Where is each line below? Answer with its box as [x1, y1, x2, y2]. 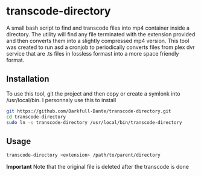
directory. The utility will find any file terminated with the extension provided [6, 30, 196, 37]
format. [6, 56, 25, 64]
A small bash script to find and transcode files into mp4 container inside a [6, 24, 190, 31]
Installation [6, 74, 49, 84]
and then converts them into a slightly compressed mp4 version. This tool [6, 37, 190, 44]
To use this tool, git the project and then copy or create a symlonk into [6, 90, 180, 97]
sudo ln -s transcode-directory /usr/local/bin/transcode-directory [6, 119, 182, 125]
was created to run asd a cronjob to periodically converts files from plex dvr [6, 44, 195, 51]
